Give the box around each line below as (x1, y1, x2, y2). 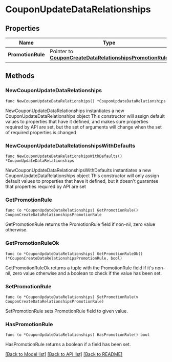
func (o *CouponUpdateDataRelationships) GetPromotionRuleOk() (5, 251, 143, 257)
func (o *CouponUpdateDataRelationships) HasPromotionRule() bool (5, 332, 150, 337)
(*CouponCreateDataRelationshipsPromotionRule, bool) (5, 255, 123, 261)
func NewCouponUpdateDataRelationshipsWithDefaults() (5, 154, 123, 159)
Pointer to (50, 48, 73, 55)
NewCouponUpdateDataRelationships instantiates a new (5, 108, 124, 114)
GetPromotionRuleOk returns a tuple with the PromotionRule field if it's (5, 265, 154, 271)
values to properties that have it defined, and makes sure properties (5, 118, 148, 124)
